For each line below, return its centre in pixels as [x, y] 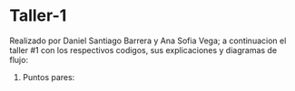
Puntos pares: [49, 77]
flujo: [19, 59]
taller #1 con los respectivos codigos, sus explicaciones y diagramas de [143, 50]
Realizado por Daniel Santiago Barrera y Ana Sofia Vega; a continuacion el [148, 41]
